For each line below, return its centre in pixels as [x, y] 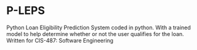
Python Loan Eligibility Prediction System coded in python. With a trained [99, 27]
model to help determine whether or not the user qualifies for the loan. [95, 34]
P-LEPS [25, 11]
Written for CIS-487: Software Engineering [60, 40]
